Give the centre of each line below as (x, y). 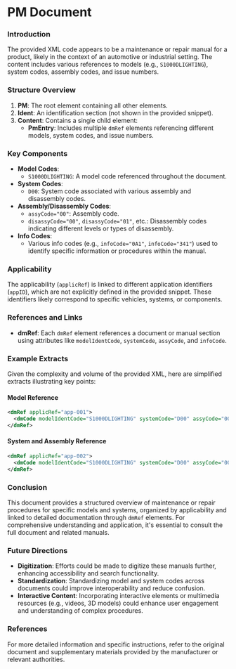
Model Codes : (38, 169)
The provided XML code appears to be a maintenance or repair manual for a (117, 49)
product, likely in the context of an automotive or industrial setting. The (110, 57)
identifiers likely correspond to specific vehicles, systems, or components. (115, 299)
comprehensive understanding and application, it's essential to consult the (115, 525)
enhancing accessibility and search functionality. (88, 573)
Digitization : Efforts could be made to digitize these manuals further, (117, 566)
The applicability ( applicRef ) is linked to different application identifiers (110, 285)
